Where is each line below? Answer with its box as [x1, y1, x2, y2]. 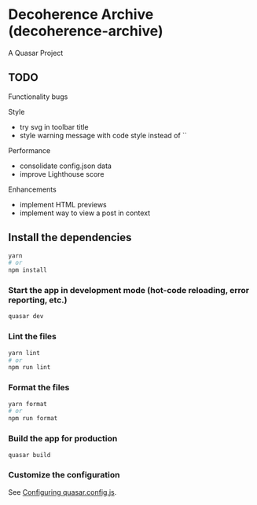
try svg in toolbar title [19, 122, 89, 131]
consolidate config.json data [19, 161, 112, 170]
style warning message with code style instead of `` [19, 130, 187, 140]
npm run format [8, 415, 58, 423]
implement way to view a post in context [19, 208, 151, 218]
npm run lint [8, 364, 51, 371]
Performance [8, 145, 51, 155]
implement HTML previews [19, 199, 108, 209]
